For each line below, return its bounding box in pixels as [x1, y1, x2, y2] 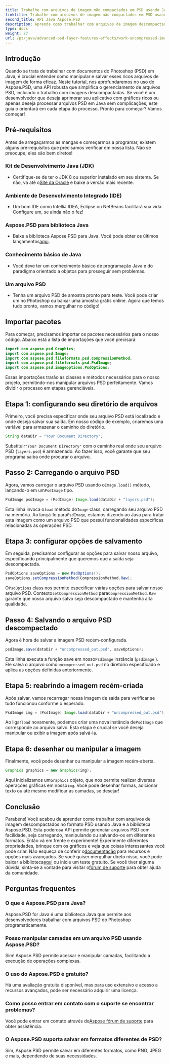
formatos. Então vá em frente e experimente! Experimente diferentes [5, 837, 148, 844]
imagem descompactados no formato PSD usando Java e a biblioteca [5, 821, 151, 827]
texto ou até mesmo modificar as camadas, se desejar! [5, 788, 120, 794]
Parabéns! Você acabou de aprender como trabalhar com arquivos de [5, 816, 151, 822]
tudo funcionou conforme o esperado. [5, 700, 85, 706]
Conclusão [5, 803, 40, 811]
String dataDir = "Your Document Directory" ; [5, 434, 103, 439]
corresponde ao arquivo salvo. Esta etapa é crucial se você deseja [5, 725, 144, 731]
